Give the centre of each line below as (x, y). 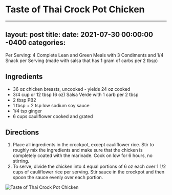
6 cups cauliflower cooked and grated (53, 116)
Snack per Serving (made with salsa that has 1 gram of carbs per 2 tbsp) (82, 61)
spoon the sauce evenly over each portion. (58, 178)
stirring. (21, 161)
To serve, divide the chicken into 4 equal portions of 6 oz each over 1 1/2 (89, 167)
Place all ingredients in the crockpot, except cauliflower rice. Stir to (83, 145)
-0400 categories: (35, 43)
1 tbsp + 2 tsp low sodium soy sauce (51, 105)
